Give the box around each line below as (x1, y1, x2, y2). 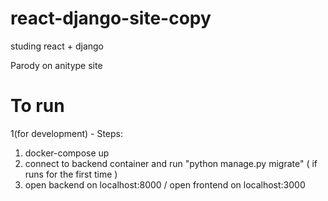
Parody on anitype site (10, 59, 103, 71)
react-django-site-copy (10, 7, 212, 30)
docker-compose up (24, 147, 110, 159)
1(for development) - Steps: (10, 127, 124, 139)
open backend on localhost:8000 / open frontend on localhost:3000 (24, 178, 306, 191)
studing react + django (10, 40, 104, 52)
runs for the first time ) (24, 168, 118, 180)
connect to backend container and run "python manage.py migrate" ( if (24, 157, 318, 169)
